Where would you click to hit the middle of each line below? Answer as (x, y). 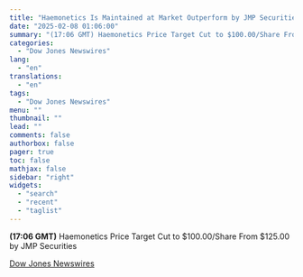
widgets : (26, 186)
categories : (32, 43)
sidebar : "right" (42, 177)
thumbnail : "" (36, 118)
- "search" (38, 194)
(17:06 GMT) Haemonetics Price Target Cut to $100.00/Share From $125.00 (150, 236)
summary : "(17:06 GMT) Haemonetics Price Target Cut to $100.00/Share (145, 34)
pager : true (32, 152)
